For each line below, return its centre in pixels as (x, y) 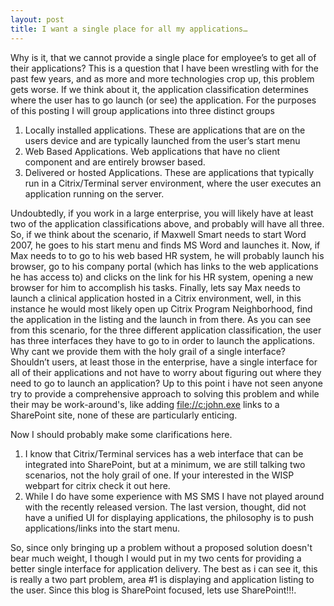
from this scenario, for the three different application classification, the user (166, 330)
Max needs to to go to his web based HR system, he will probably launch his (167, 255)
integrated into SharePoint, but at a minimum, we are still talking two (165, 464)
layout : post (37, 19)
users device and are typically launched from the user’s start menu (162, 140)
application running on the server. (94, 193)
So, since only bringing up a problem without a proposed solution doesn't (161, 547)
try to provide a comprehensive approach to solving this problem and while (165, 393)
